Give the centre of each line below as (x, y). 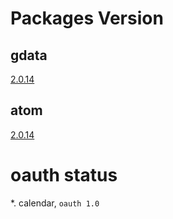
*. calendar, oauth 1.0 (55, 203)
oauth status (64, 175)
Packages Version (87, 18)
